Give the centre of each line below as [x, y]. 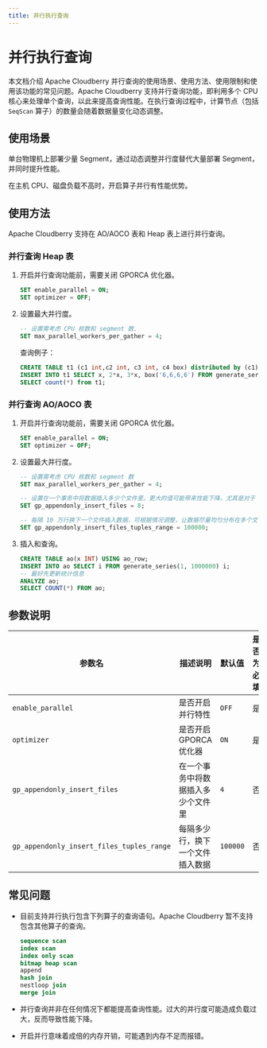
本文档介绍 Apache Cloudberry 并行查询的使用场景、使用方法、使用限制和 [129, 81]
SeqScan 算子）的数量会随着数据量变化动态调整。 [88, 111]
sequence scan [43, 941]
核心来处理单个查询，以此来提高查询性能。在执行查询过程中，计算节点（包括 [133, 101]
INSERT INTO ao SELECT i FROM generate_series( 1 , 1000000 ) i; [125, 566]
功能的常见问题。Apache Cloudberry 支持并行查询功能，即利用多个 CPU [140, 91]
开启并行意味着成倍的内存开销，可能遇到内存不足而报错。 [114, 1035]
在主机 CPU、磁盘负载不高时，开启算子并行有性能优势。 [100, 186]
